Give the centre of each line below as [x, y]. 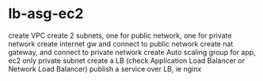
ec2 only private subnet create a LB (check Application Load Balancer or [127, 61]
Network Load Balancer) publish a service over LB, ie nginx [105, 68]
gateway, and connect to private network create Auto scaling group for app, [132, 52]
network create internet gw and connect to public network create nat [121, 43]
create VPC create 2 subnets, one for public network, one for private [120, 35]
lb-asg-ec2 [46, 14]
